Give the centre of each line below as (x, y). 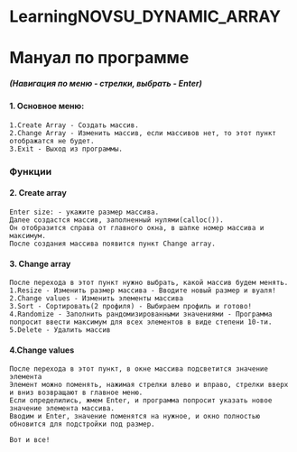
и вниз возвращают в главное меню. (76, 393)
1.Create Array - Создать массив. (74, 125)
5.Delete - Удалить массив (60, 330)
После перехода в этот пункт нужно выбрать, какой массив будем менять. (149, 283)
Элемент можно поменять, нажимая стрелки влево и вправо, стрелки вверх (149, 385)
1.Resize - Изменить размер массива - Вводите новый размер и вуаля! (143, 291)
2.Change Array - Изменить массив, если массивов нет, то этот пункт (143, 133)
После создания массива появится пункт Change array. (113, 244)
